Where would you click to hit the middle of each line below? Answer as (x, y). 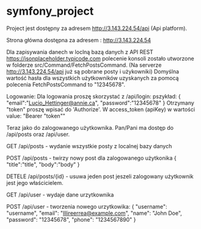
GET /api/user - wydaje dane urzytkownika (60, 195)
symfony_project (50, 11)
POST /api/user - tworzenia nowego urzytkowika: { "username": (87, 206)
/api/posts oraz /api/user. (38, 134)
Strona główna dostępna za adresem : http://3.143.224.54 (79, 40)
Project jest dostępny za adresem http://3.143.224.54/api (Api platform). (97, 28)
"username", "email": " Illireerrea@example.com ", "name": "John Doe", (94, 213)
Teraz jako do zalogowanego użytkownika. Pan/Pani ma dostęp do (90, 127)
